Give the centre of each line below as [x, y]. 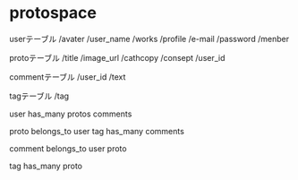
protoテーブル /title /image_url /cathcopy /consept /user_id [117, 57]
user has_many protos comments [71, 114]
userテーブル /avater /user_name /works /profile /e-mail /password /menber [149, 39]
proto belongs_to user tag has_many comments [97, 131]
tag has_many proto [46, 166]
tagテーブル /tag [39, 96]
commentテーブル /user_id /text [68, 77]
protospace [53, 13]
